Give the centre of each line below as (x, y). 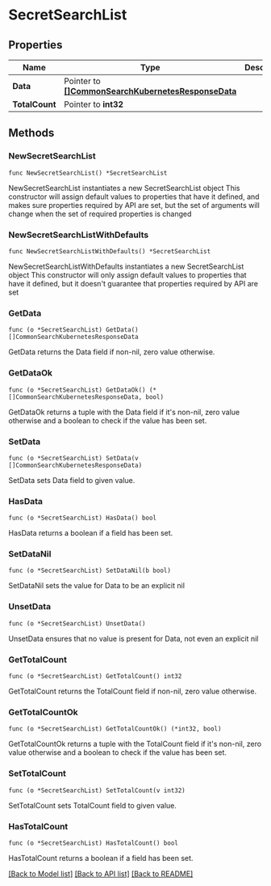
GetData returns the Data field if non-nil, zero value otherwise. (112, 352)
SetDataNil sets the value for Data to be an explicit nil (97, 586)
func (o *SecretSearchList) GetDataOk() (77, 390)
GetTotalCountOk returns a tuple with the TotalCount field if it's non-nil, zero (135, 744)
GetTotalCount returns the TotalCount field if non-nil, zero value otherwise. (132, 691)
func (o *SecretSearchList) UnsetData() (77, 623)
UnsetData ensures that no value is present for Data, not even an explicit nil (133, 638)
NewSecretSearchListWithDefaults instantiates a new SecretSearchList (126, 266)
